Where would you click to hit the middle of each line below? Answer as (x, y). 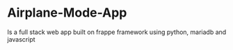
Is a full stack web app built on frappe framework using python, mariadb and (117, 32)
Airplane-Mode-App (67, 13)
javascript (22, 39)
